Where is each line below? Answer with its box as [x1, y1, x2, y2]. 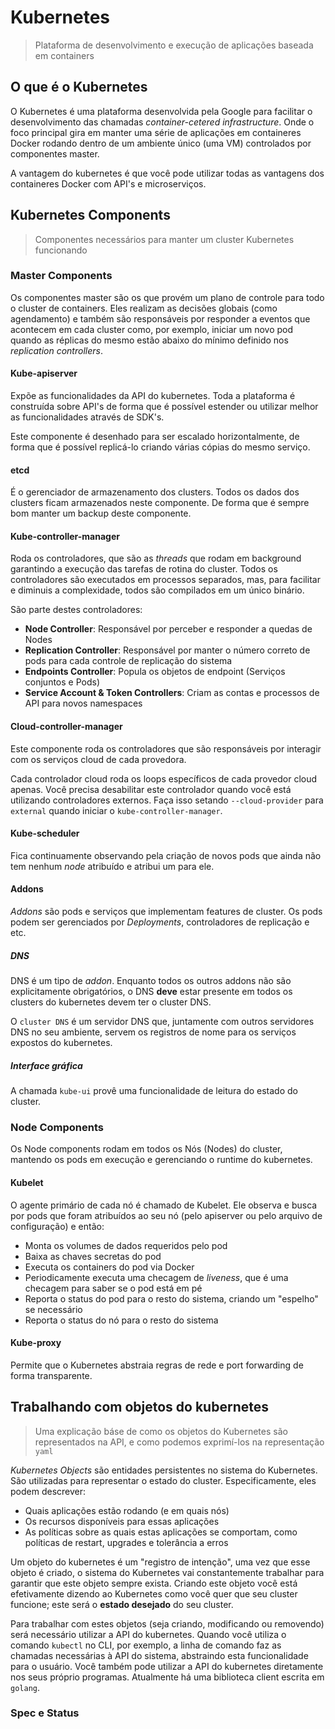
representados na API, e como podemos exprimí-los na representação [34, 1436, 325, 1448]
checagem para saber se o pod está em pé [24, 1282, 203, 1294]
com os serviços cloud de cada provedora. [10, 753, 187, 765]
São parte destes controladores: [10, 604, 143, 616]
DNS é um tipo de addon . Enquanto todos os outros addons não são [10, 975, 292, 987]
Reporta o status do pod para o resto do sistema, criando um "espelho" [24, 1292, 319, 1305]
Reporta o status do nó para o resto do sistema [24, 1314, 219, 1326]
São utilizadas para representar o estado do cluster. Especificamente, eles [10, 1474, 317, 1486]
